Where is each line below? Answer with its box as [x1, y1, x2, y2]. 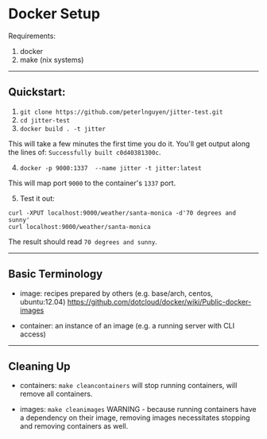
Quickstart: [8, 85, 66, 99]
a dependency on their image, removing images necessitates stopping [19, 413, 250, 422]
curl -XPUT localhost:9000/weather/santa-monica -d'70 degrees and [8, 208, 237, 217]
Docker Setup [8, 5, 101, 23]
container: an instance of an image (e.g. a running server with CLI [19, 321, 235, 330]
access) [19, 329, 46, 339]
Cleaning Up [8, 359, 71, 373]
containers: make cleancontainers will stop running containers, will [19, 381, 238, 390]
